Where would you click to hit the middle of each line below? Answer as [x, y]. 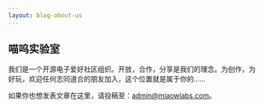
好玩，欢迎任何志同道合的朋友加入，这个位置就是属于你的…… [107, 79]
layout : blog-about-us [45, 15]
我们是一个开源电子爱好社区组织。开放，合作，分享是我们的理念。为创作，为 [132, 69]
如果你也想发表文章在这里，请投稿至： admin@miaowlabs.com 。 [112, 95]
